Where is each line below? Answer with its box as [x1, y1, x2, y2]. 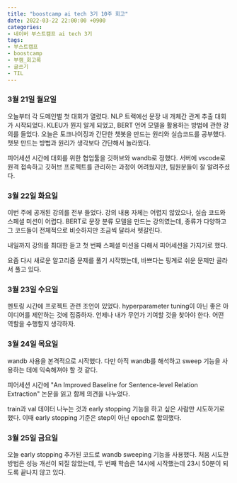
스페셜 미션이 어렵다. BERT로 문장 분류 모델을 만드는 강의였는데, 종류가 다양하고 [7, 217, 227, 226]
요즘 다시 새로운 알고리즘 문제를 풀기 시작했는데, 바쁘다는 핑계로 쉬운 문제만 [7, 256, 215, 265]
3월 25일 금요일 [7, 433, 59, 443]
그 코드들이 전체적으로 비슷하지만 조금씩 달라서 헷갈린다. [7, 226, 163, 235]
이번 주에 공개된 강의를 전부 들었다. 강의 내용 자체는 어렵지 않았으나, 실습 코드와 [7, 209, 226, 217]
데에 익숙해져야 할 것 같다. [25, 365, 98, 374]
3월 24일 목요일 [7, 339, 59, 349]
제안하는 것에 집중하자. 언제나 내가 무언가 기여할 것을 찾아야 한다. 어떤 [31, 311, 224, 319]
